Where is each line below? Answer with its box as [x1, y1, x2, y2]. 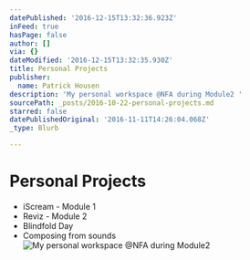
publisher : [9, 73, 51, 82]
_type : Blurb [9, 124, 59, 133]
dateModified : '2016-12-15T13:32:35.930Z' [9, 56, 173, 65]
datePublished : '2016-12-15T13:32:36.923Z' [9, 13, 178, 23]
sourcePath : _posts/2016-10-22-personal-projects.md [9, 98, 214, 108]
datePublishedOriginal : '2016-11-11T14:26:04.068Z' [9, 115, 210, 124]
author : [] [9, 38, 51, 48]
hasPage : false [9, 30, 68, 39]
